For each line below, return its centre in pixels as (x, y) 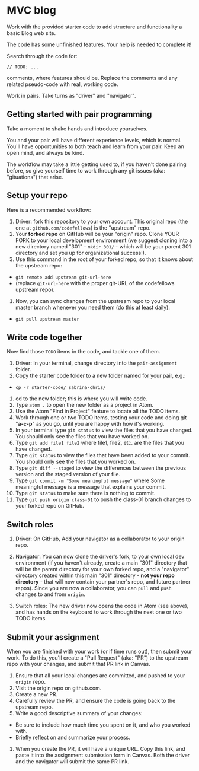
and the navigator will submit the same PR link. (72, 762)
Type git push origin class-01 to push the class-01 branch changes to (103, 499)
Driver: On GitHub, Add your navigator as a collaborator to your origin (100, 539)
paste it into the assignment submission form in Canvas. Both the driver (102, 755)
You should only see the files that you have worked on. (82, 437)
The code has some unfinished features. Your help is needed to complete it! (99, 44)
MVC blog (32, 10)
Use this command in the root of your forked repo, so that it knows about (104, 259)
